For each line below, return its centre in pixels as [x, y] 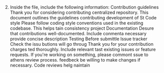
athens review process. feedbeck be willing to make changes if [75, 60]
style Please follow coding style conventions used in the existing [77, 23]
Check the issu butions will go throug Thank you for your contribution [82, 44]
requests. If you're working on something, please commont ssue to [79, 55]
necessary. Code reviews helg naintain [50, 65]
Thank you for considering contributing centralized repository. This [79, 12]
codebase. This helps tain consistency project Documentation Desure [82, 28]
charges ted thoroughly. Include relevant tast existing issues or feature [83, 49]
